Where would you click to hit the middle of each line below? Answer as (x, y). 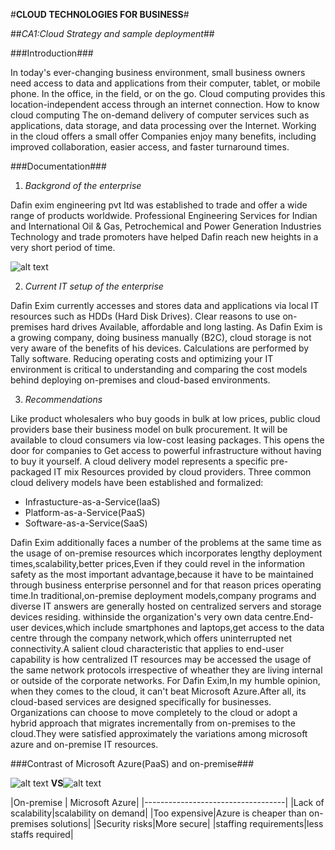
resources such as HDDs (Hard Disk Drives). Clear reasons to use (145, 316)
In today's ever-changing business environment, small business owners (158, 72)
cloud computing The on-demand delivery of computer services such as (160, 115)
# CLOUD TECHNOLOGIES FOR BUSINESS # (100, 14)
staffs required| (42, 834)
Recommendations (63, 399)
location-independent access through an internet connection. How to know (165, 104)
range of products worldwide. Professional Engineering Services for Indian (164, 215)
